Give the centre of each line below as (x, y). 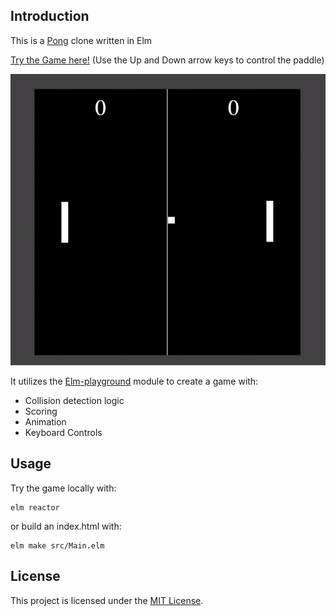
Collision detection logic (74, 400)
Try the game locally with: (63, 488)
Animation (45, 422)
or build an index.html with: (66, 526)
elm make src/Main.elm (57, 545)
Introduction (50, 16)
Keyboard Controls (63, 432)
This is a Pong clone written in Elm (81, 40)
